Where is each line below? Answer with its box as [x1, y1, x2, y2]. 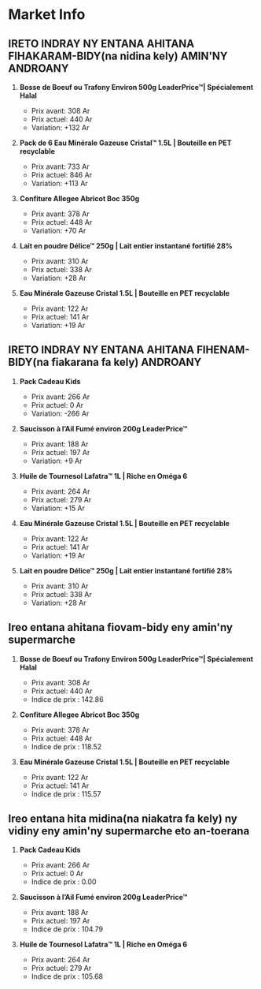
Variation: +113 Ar [31, 179, 88, 188]
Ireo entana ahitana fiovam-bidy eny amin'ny [8, 621, 233, 634]
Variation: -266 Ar [31, 409, 90, 418]
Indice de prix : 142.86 [31, 694, 104, 703]
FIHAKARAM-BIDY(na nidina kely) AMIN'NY [8, 49, 228, 62]
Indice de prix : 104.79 [31, 924, 104, 934]
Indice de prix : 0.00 [31, 877, 97, 886]
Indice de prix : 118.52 [31, 741, 102, 751]
